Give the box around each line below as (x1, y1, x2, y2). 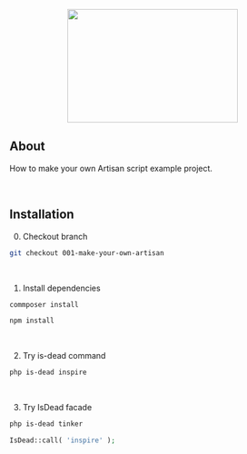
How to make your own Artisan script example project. (9, 163, 213, 173)
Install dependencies (22, 282, 102, 293)
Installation (9, 207, 74, 222)
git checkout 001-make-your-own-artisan (9, 248, 165, 258)
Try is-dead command (22, 350, 106, 361)
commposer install (9, 300, 79, 309)
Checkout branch (22, 231, 88, 242)
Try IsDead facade (22, 402, 93, 413)
